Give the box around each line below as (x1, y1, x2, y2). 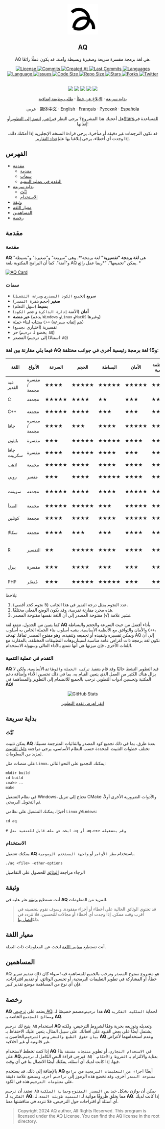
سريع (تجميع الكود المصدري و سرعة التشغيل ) (12, 293, 96, 299)
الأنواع (28, 364, 40, 370)
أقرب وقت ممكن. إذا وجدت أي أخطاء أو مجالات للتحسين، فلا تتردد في (17, 911, 144, 917)
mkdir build (5, 770, 30, 775)
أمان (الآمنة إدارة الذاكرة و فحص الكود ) (12, 308, 89, 314)
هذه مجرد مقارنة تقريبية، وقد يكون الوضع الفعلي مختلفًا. (12, 607, 114, 613)
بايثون (7, 438, 19, 444)
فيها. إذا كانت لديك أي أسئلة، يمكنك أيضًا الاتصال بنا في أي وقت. (5, 1058, 120, 1064)
